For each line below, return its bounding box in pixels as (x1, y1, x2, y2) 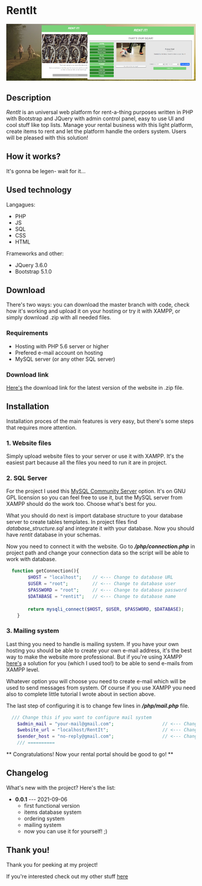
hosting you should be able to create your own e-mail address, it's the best (6, 647, 192, 654)
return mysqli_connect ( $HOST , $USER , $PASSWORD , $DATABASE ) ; (28, 606, 185, 612)
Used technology (6, 185, 72, 195)
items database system (23, 808, 82, 816)
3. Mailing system (6, 627, 60, 635)
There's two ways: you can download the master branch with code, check (6, 301, 190, 309)
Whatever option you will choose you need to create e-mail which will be (6, 677, 186, 684)
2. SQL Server (6, 474, 47, 482)
